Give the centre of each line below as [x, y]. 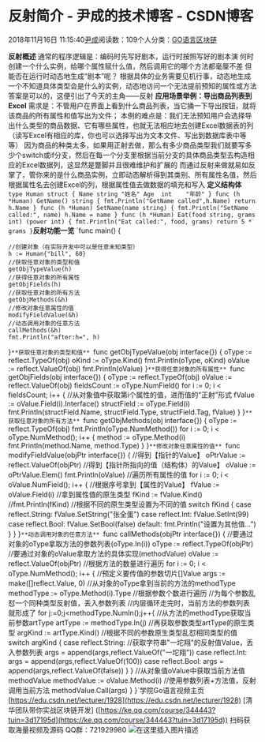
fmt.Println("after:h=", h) [54, 337]
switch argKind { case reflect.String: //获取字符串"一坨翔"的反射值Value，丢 [131, 642]
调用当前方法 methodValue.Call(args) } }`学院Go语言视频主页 [106, 690]
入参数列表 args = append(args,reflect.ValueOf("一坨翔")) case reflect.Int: [128, 652]
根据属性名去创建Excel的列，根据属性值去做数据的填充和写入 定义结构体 [125, 184]
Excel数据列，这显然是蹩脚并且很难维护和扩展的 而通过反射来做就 [128, 165]
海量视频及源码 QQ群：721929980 [71, 729]
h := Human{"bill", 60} [47, 253]
